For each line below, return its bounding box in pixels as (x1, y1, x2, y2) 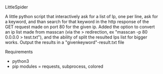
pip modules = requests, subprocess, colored (12, 63, 104, 69)
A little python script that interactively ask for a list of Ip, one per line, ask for (5, 14, 158, 19)
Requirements (5, 49, 33, 55)
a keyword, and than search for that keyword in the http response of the (5, 19, 149, 24)
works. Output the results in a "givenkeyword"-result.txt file (5, 39, 125, 45)
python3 (12, 58, 29, 64)
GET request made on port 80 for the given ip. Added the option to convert (5, 24, 155, 30)
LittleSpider (5, 4, 28, 10)
